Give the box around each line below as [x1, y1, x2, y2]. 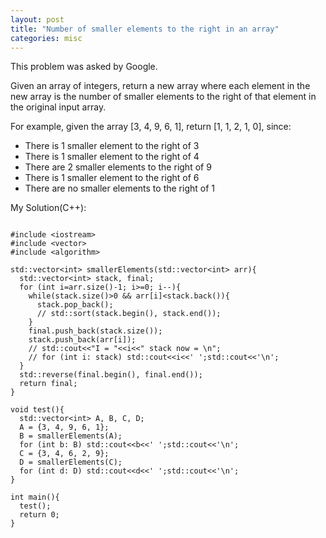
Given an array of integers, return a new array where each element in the [10, 80, 311, 92]
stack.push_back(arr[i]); [28, 335, 137, 345]
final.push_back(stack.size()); [28, 326, 163, 336]
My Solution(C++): [10, 202, 87, 214]
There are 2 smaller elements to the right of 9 [24, 161, 212, 173]
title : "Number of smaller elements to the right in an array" [10, 24, 280, 34]
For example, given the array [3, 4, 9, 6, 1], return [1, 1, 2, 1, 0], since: [10, 121, 292, 133]
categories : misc [10, 33, 83, 43]
